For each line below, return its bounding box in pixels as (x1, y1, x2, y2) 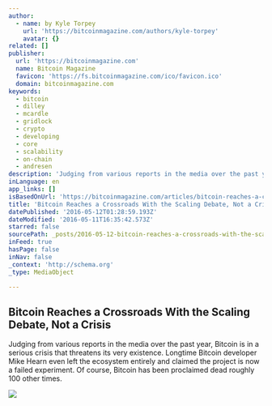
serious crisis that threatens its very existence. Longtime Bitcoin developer (8, 348, 257, 357)
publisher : (8, 49, 45, 58)
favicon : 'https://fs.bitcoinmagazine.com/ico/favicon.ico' (15, 72, 223, 80)
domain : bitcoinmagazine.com (15, 79, 114, 88)
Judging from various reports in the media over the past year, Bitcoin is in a (8, 340, 259, 349)
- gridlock (15, 118, 53, 126)
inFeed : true (8, 238, 53, 246)
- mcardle (15, 110, 49, 118)
